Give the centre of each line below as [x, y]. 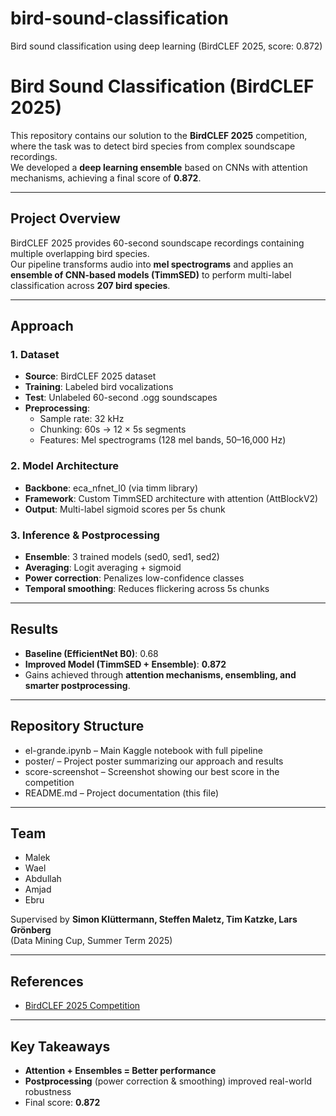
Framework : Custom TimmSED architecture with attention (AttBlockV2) [171, 498]
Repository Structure [77, 726]
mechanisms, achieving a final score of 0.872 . [106, 178]
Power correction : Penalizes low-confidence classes [134, 578]
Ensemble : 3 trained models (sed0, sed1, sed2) [122, 556]
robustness [48, 1092]
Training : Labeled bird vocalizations [99, 387]
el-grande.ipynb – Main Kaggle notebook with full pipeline [143, 750]
